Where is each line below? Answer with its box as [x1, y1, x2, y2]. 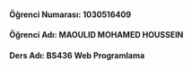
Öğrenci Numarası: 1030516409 [9, 9, 132, 20]
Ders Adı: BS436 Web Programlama [9, 49, 145, 60]
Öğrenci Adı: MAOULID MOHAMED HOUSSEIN [9, 30, 184, 40]
